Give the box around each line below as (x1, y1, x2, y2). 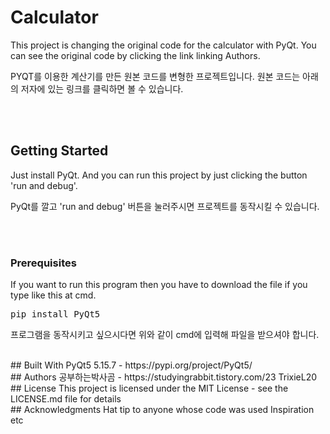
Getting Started (10, 142, 109, 160)
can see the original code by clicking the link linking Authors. (10, 49, 261, 61)
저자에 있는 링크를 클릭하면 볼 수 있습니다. (20, 82, 184, 95)
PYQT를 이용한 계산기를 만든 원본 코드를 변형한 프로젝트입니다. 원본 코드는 (10, 70, 301, 82)
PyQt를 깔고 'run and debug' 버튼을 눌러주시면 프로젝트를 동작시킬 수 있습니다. (10, 200, 320, 212)
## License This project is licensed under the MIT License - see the (10, 382, 289, 395)
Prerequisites (10, 256, 77, 270)
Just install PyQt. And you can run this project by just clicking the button (10, 169, 308, 181)
